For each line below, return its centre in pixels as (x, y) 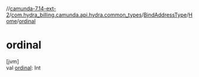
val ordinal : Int (23, 68)
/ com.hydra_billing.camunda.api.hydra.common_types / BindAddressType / (99, 15)
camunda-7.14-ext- (33, 9)
